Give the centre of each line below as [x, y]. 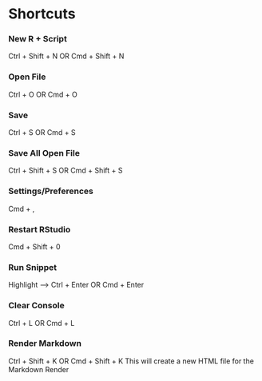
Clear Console [37, 306]
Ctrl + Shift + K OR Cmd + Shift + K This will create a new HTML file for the [131, 361]
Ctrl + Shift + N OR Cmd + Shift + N [66, 56]
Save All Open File [44, 153]
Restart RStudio [40, 229]
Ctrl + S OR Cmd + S [42, 133]
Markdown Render [39, 369]
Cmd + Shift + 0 [35, 246]
